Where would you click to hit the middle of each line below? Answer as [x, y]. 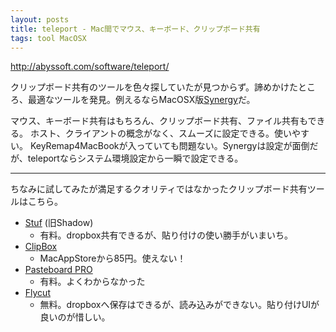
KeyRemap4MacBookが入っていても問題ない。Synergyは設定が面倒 [169, 146]
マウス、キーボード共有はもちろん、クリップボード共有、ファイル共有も [159, 121]
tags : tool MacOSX [48, 38]
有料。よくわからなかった [92, 282]
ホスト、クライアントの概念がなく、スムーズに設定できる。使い [161, 133]
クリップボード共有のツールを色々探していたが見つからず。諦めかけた [154, 87]
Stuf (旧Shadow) [59, 223]
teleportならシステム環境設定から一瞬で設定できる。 [135, 158]
